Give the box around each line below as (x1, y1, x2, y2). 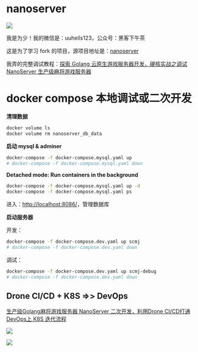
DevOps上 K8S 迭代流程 (6, 315, 67, 323)
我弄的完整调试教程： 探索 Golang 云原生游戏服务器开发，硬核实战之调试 (6, 60, 188, 67)
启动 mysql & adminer (6, 142, 62, 149)
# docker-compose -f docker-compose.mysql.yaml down (6, 160, 143, 167)
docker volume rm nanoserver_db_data (6, 131, 102, 137)
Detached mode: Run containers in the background (6, 171, 138, 179)
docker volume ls (6, 124, 51, 131)
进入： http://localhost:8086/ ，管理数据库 (6, 201, 110, 208)
